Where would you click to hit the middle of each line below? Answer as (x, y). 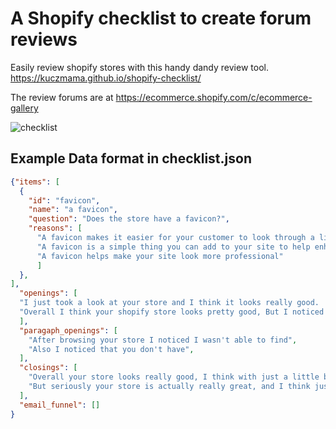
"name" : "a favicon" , (73, 210)
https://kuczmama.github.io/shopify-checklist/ (106, 78)
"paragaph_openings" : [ (68, 330)
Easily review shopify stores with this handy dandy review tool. (139, 67)
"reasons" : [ (55, 228)
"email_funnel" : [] (60, 405)
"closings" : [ (48, 368)
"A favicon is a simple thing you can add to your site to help (173, 247)
